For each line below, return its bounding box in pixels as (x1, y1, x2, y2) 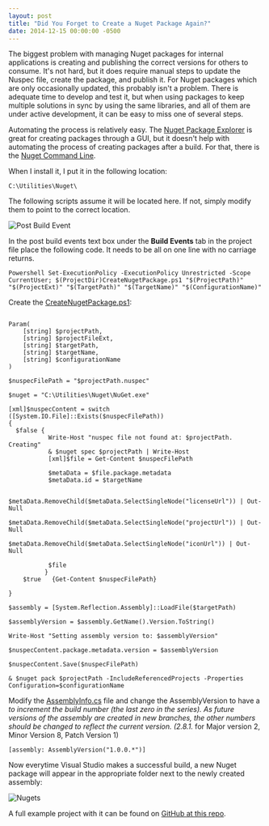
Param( (8, 321, 31, 329)
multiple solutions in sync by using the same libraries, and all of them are (8, 100, 251, 110)
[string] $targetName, (23, 349, 99, 357)
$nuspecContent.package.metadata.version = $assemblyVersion (8, 646, 219, 654)
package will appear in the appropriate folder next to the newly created (8, 769, 245, 778)
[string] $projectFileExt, (23, 334, 114, 343)
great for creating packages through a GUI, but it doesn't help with (8, 134, 230, 143)
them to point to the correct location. (8, 205, 131, 215)
